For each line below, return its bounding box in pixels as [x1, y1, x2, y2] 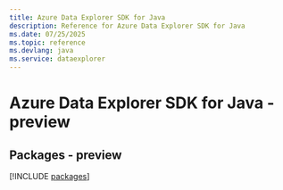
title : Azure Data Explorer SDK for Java [9, 12, 166, 22]
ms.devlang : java [9, 46, 74, 55]
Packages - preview [9, 147, 122, 162]
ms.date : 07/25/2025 [9, 29, 87, 38]
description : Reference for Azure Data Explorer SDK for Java [9, 21, 246, 30]
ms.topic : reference [9, 37, 87, 47]
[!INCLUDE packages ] [9, 171, 90, 181]
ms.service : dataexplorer [9, 54, 105, 63]
